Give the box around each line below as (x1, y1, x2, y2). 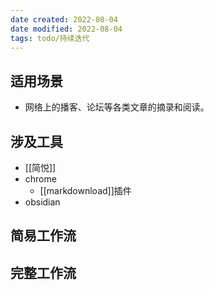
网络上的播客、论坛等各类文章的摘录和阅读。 (24, 101, 210, 113)
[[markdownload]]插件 (39, 185, 132, 196)
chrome (24, 173, 57, 185)
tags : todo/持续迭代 (10, 33, 90, 43)
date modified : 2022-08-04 (10, 24, 123, 34)
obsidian (24, 196, 61, 208)
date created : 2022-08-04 (10, 14, 118, 25)
